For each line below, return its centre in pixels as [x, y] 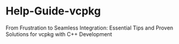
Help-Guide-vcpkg [53, 11]
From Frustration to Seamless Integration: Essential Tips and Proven [89, 28]
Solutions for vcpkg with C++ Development [59, 34]
